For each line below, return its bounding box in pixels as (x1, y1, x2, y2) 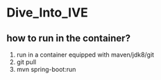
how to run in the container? (6, 32, 131, 44)
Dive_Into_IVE (6, 5, 88, 21)
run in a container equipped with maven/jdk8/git (16, 50, 154, 59)
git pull (16, 58, 36, 66)
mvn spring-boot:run (16, 66, 76, 73)
